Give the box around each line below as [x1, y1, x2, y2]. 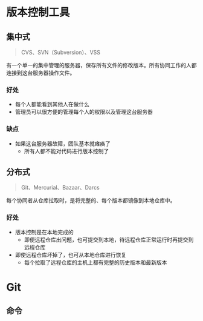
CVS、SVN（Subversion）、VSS [21, 49, 101, 56]
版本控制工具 [6, 5, 71, 19]
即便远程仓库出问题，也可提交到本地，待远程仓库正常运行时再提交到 [24, 236, 194, 243]
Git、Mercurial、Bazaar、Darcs [21, 184, 100, 191]
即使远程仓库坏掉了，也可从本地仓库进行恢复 [14, 251, 127, 258]
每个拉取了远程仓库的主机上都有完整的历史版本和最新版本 [24, 259, 167, 266]
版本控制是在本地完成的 [14, 228, 74, 236]
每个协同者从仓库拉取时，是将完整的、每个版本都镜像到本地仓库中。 [6, 197, 176, 204]
